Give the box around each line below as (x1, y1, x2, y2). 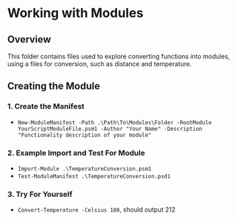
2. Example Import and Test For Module (7, 148, 145, 158)
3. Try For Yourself (7, 189, 73, 199)
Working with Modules (7, 5, 144, 21)
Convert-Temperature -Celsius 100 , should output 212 (17, 205, 176, 214)
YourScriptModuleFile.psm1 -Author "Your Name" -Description (17, 125, 203, 132)
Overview (7, 33, 52, 45)
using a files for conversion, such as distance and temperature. (7, 60, 192, 68)
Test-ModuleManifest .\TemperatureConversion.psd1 (17, 173, 171, 180)
